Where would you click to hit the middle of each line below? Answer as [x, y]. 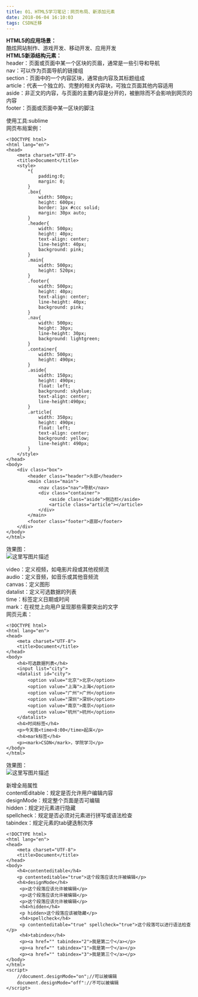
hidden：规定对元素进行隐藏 [41, 808]
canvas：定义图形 [28, 584]
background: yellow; [64, 439]
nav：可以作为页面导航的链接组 [45, 71]
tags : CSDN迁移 [24, 23]
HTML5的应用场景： [31, 41]
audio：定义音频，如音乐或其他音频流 [52, 577]
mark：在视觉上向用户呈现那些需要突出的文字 [62, 607]
